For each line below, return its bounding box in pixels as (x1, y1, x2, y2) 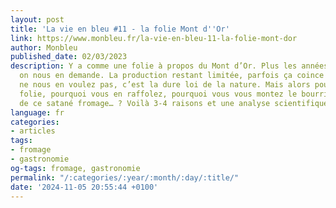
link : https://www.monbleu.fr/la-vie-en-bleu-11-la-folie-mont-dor (10, 33, 298, 43)
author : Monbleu (10, 42, 78, 53)
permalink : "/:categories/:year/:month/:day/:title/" (10, 172, 240, 183)
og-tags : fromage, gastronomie (10, 163, 141, 173)
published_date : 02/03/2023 (10, 52, 128, 62)
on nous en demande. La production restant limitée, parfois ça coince (19, 71, 325, 81)
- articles (10, 126, 56, 136)
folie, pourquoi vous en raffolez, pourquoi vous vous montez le (19, 89, 298, 99)
